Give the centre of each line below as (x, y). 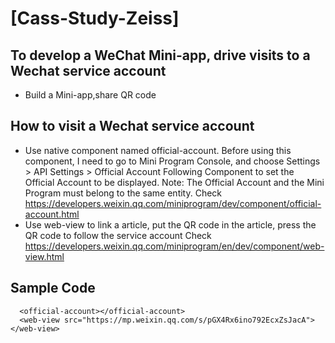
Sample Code (53, 288)
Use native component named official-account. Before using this (158, 150)
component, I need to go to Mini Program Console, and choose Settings (172, 161)
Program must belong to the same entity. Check (123, 193)
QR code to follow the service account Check (118, 235)
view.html (44, 256)
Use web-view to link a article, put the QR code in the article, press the (170, 224)
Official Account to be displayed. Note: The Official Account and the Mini (174, 182)
